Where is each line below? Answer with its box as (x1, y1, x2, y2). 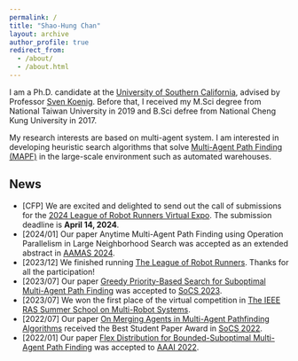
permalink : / (9, 12, 58, 22)
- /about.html (17, 63, 69, 72)
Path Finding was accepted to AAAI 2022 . (45, 341, 200, 352)
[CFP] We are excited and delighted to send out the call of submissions (21, 200, 282, 211)
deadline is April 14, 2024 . (21, 219, 120, 230)
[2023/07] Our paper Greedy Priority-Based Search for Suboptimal (21, 276, 266, 286)
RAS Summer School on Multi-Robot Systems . (21, 303, 191, 315)
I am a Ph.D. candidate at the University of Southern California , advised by (9, 86, 281, 98)
